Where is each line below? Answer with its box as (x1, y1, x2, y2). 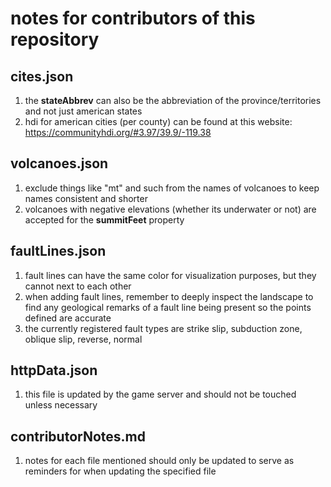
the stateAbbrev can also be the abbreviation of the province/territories (24, 95, 322, 106)
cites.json (10, 68, 74, 85)
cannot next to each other (24, 280, 132, 292)
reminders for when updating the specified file (24, 465, 217, 477)
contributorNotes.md (10, 428, 146, 445)
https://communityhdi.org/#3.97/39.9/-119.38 (24, 127, 212, 138)
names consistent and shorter (24, 192, 148, 204)
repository (10, 28, 100, 51)
